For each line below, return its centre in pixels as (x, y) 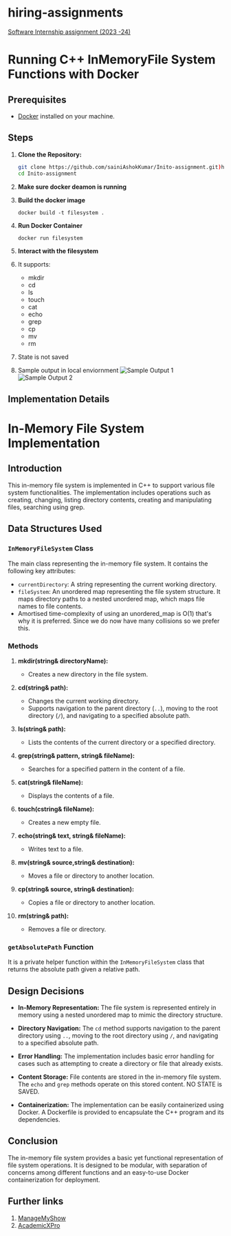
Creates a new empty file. (65, 822)
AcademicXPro (39, 1225)
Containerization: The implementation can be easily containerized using (121, 1104)
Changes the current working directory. (84, 701)
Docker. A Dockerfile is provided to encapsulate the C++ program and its (121, 1112)
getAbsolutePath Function (51, 947)
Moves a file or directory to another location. (91, 876)
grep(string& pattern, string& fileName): (76, 755)
